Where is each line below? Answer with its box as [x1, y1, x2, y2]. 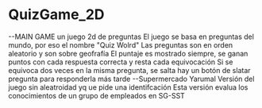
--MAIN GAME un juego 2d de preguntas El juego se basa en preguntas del [8, 32, 254, 41]
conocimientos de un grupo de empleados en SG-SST [8, 91, 185, 100]
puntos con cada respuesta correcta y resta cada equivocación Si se [8, 57, 233, 67]
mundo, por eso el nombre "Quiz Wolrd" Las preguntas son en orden [8, 40, 233, 49]
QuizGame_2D [8, 6, 105, 24]
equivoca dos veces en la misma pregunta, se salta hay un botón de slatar [8, 65, 252, 75]
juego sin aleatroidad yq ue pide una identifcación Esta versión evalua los [8, 82, 249, 92]
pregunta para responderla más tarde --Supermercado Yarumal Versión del [8, 74, 255, 83]
